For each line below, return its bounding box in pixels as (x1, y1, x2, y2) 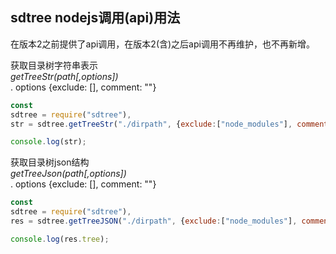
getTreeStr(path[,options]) (10, 70, 119, 82)
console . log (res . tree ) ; (10, 234, 110, 244)
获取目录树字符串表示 (10, 59, 98, 71)
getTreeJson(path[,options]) (10, 168, 127, 180)
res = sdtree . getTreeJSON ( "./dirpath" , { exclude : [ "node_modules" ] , (10, 216, 298, 227)
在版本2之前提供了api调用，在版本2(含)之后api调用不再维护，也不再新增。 (10, 38, 315, 50)
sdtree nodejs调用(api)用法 (10, 9, 181, 27)
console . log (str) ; (10, 137, 87, 147)
